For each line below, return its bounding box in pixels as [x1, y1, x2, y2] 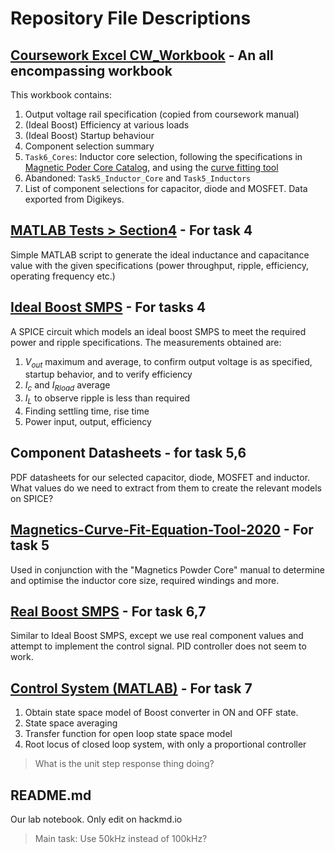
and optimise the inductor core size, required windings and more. [10, 574, 280, 586]
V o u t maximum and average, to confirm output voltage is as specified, [24, 355, 313, 370]
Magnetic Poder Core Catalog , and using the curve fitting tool [24, 162, 279, 173]
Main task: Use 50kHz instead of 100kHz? [34, 833, 208, 845]
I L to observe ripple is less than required [24, 392, 191, 407]
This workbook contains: [10, 89, 113, 101]
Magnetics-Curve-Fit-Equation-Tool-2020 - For [10, 522, 314, 539]
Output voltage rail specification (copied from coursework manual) [24, 108, 300, 120]
